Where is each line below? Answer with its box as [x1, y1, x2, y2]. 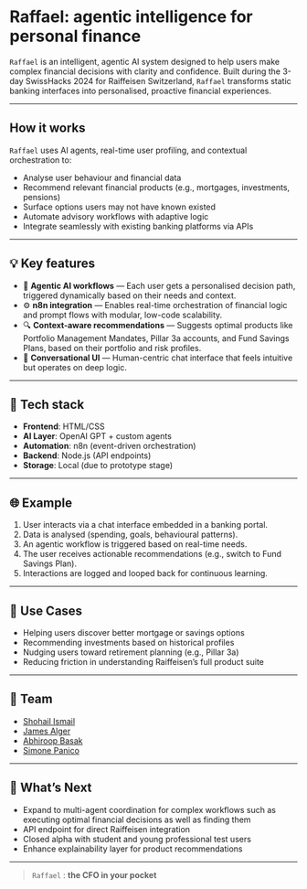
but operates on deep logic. [22, 361, 128, 372]
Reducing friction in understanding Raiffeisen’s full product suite [22, 657, 265, 667]
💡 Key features [9, 256, 96, 272]
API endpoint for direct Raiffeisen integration [22, 823, 190, 834]
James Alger [22, 725, 71, 736]
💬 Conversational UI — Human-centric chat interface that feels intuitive [22, 352, 293, 363]
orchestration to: [9, 154, 72, 166]
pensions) [22, 191, 61, 202]
